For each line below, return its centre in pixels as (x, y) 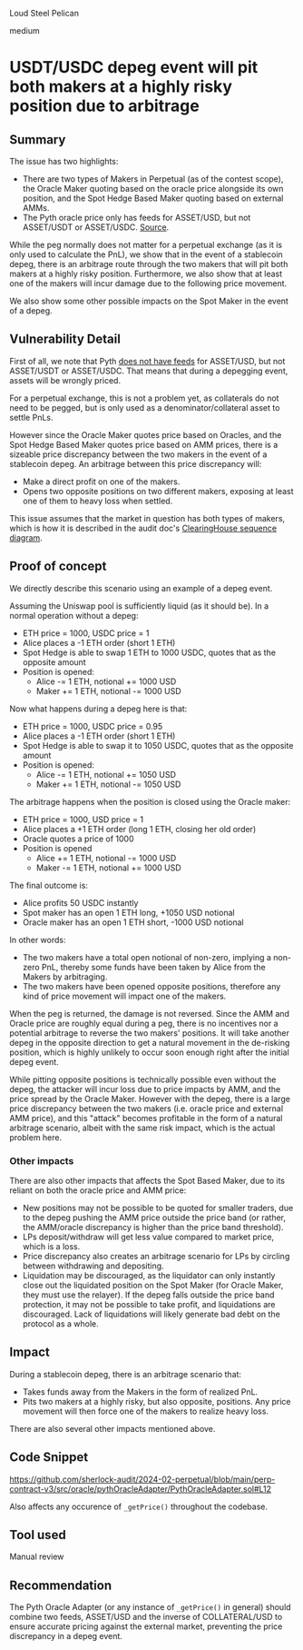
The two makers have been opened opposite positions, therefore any (151, 986)
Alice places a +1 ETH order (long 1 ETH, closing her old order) (139, 829)
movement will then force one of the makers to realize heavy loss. (146, 1411)
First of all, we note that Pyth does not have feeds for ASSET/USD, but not (147, 361)
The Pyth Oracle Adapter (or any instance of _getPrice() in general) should (151, 1607)
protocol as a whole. (61, 1323)
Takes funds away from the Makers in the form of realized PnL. (140, 1392)
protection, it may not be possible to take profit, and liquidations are (149, 1304)
